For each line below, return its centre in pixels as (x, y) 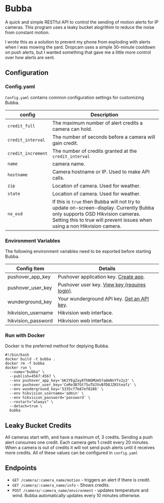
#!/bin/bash (17, 355)
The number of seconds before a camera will (103, 137)
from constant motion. (27, 32)
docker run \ (18, 368)
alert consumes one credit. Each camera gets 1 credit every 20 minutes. (77, 442)
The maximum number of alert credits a (97, 123)
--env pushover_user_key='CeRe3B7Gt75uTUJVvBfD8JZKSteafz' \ (73, 385)
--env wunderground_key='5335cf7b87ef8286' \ (57, 389)
